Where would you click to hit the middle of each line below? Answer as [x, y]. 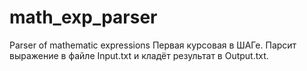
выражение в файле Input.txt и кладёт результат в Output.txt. [139, 55]
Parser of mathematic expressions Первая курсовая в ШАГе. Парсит [153, 45]
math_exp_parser [83, 17]
